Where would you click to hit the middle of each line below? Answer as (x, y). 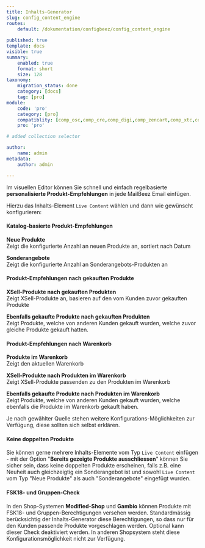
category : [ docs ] (39, 92)
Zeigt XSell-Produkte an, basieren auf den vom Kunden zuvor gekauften (97, 298)
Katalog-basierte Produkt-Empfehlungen (59, 226)
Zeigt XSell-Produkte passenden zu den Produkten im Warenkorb (88, 382)
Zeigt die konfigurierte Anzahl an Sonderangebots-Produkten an (87, 264)
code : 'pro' (32, 108)
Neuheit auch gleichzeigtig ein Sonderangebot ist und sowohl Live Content (101, 472)
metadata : (19, 159)
